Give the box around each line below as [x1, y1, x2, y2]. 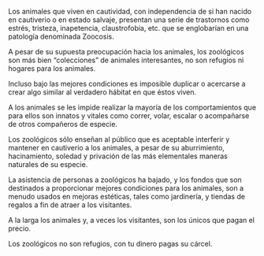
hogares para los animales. [8, 64, 96, 73]
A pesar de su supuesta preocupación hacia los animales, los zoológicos [8, 47, 244, 56]
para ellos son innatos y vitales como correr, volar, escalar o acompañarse [8, 111, 250, 121]
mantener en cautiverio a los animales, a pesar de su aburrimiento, [8, 143, 225, 152]
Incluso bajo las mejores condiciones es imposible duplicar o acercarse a [8, 79, 246, 88]
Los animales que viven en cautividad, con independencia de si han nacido [8, 7, 252, 16]
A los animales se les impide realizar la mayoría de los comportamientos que [8, 102, 257, 112]
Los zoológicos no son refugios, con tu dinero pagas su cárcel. [8, 239, 213, 248]
